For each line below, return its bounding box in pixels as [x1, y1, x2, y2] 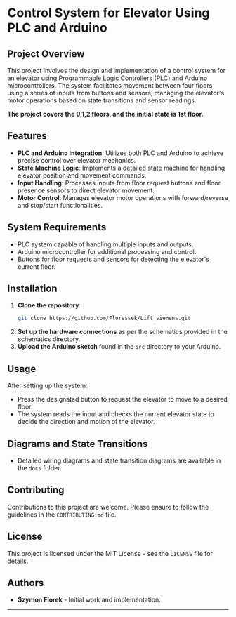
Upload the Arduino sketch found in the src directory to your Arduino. [17, 343, 221, 351]
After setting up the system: [7, 381, 88, 390]
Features [7, 130, 47, 142]
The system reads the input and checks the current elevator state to [17, 410, 214, 418]
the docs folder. [17, 463, 62, 472]
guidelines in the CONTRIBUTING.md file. [7, 510, 117, 519]
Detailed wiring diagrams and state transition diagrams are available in [17, 456, 221, 465]
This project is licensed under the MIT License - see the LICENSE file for [7, 549, 213, 557]
